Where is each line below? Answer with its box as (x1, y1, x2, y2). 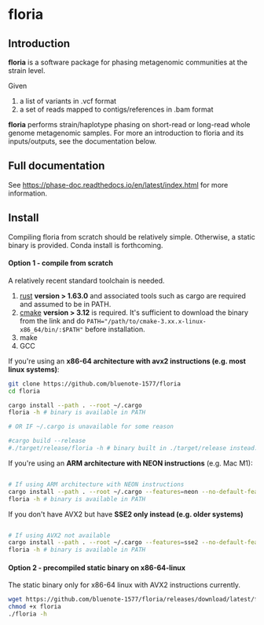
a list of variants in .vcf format (19, 97, 116, 105)
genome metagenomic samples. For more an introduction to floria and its (8, 128, 244, 137)
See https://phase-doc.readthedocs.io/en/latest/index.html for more (8, 180, 229, 189)
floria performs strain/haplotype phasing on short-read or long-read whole (8, 120, 251, 129)
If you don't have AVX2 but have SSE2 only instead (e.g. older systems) (8, 509, 244, 519)
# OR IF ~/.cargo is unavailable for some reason (8, 422, 174, 431)
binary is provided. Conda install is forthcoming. (8, 240, 163, 250)
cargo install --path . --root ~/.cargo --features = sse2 (8, 539, 199, 546)
